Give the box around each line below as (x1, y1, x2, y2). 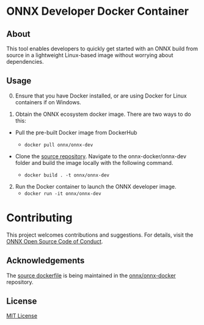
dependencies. (6, 58, 44, 65)
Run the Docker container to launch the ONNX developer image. (15, 183, 177, 190)
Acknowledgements (6, 256, 85, 266)
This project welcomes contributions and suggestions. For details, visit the (6, 231, 194, 239)
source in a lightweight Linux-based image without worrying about (6, 52, 173, 59)
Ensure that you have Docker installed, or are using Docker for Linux (15, 92, 188, 99)
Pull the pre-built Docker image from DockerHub (15, 129, 137, 136)
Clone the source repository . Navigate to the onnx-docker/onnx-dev (15, 152, 187, 160)
